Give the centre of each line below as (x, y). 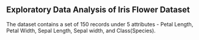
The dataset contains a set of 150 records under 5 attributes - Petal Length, (100, 24)
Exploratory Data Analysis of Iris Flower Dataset (98, 10)
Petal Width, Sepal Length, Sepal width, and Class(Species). (81, 30)
